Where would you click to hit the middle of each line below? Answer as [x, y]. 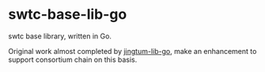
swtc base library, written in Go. [60, 36]
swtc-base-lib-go [68, 14]
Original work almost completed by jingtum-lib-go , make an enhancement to [132, 51]
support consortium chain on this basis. [73, 59]
